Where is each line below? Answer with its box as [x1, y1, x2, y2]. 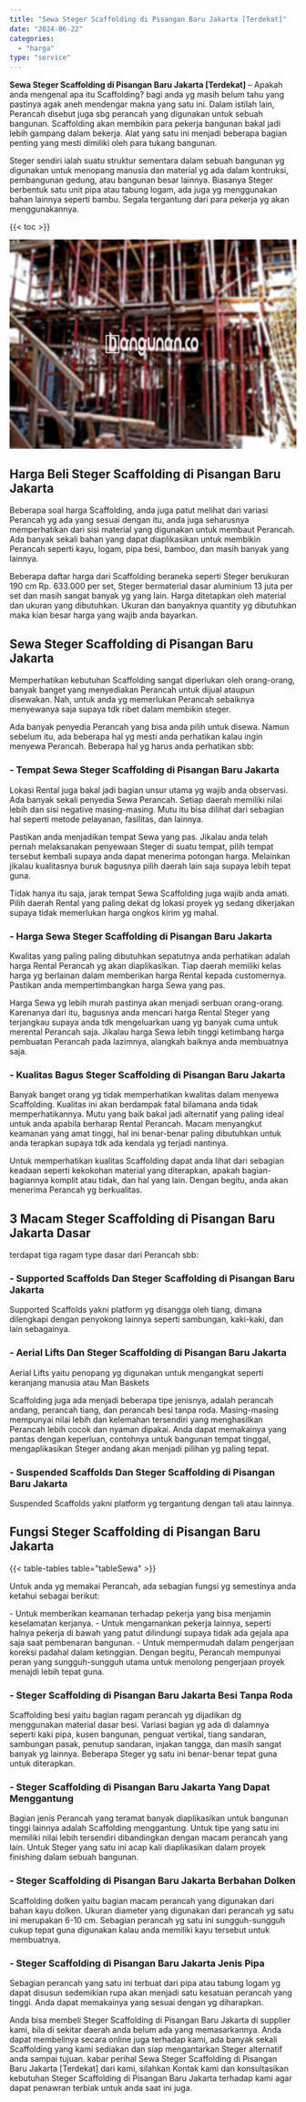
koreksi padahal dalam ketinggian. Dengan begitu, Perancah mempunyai [9, 1647, 281, 1658]
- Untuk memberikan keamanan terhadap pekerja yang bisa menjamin [9, 1608, 271, 1618]
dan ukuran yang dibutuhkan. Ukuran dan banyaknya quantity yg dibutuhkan [9, 600, 297, 611]
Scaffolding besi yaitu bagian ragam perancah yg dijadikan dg [9, 1709, 242, 1720]
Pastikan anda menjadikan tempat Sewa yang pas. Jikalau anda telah [9, 831, 269, 842]
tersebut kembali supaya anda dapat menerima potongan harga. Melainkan [9, 850, 291, 861]
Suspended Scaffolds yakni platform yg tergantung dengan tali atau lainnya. [9, 1497, 294, 1509]
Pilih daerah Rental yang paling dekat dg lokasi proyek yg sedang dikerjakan [9, 897, 295, 908]
